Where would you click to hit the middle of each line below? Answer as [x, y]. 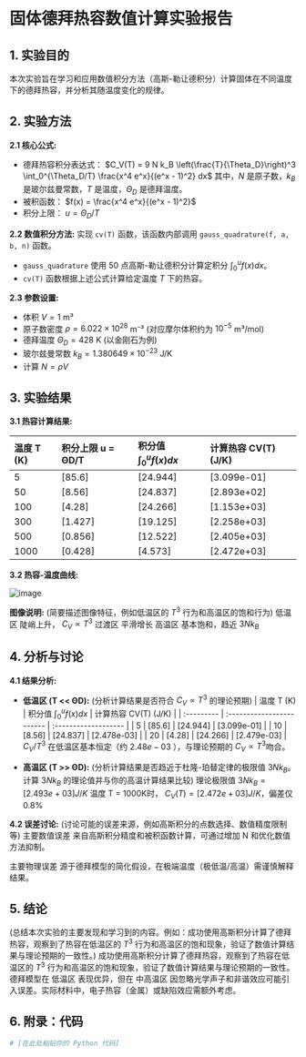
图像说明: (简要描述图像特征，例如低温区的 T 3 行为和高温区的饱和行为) [141, 611]
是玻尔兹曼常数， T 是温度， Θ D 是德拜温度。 [105, 190]
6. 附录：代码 [46, 1022]
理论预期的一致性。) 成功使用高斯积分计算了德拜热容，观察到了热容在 [153, 956]
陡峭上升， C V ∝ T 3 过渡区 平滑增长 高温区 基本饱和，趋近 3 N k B [139, 624]
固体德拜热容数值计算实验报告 [122, 19]
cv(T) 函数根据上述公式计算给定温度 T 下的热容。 [115, 278]
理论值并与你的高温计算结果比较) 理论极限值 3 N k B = [168, 781]
